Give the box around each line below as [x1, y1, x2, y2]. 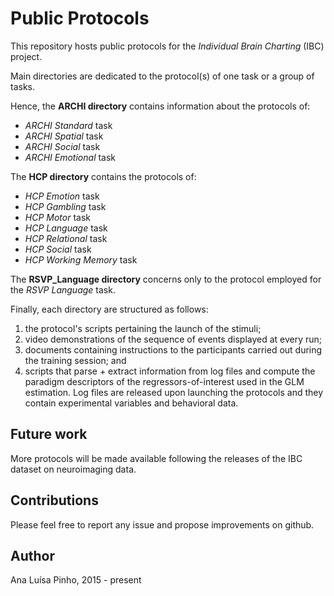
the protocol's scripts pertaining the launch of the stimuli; [24, 322, 262, 334]
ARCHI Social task [24, 140, 101, 152]
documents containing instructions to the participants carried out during [24, 343, 323, 356]
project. [10, 50, 43, 62]
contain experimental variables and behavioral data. [24, 397, 239, 409]
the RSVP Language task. [10, 283, 116, 296]
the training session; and [24, 354, 127, 366]
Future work [10, 426, 88, 443]
